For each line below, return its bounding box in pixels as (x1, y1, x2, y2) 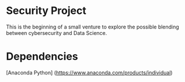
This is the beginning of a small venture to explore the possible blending (6, 23, 179, 30)
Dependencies (6, 50, 78, 63)
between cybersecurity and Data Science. (6, 29, 107, 36)
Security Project (6, 4, 86, 17)
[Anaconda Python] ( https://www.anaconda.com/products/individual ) (6, 69, 173, 76)
